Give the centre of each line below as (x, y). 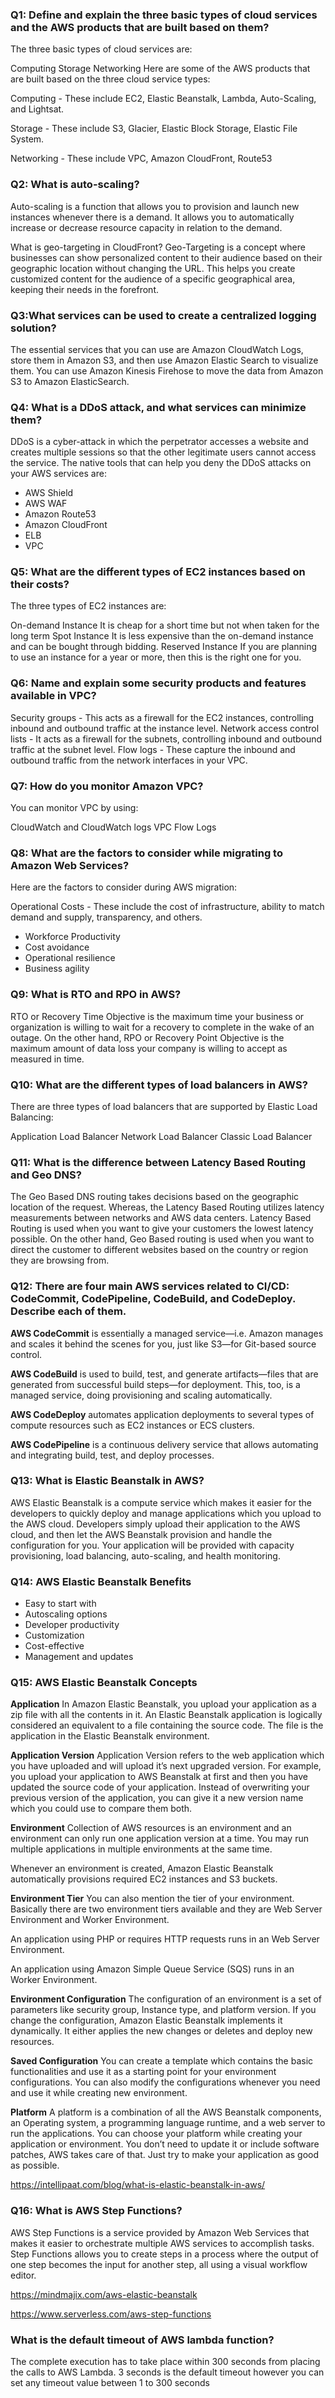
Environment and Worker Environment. (90, 1920)
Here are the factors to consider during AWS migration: (124, 887)
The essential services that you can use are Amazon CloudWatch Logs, (157, 349)
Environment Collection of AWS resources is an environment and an (151, 1828)
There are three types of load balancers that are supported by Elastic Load (164, 1106)
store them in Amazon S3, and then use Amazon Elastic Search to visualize (164, 360)
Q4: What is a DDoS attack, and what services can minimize (158, 407)
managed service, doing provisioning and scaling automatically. (141, 1395)
